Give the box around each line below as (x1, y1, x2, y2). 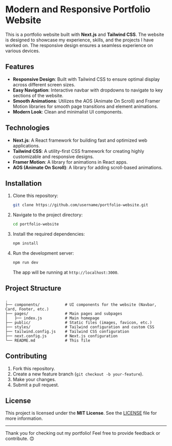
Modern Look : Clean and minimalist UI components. (12, 108, 123, 115)
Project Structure (5, 284, 61, 293)
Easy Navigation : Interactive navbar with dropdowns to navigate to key (12, 87, 163, 93)
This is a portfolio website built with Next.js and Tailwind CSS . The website (5, 31, 164, 37)
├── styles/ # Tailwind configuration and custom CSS (5, 324, 155, 329)
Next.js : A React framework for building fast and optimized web (12, 137, 147, 143)
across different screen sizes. (12, 81, 76, 87)
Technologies (5, 124, 50, 132)
